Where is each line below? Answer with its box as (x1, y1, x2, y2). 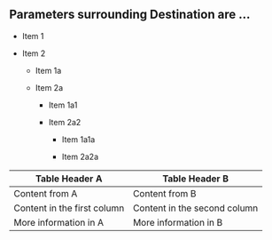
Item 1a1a (61, 133, 96, 145)
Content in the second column (132, 202, 259, 214)
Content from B (132, 187, 197, 199)
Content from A (13, 187, 78, 199)
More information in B (132, 216, 223, 228)
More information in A (13, 216, 105, 228)
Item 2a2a (61, 151, 99, 162)
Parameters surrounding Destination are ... (9, 7, 251, 22)
